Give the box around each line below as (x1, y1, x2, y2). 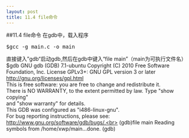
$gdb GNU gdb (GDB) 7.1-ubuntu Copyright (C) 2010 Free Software (6, 62, 170, 69)
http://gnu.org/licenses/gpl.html (6, 74, 84, 81)
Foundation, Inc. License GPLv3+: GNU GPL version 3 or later (6, 68, 156, 75)
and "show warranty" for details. (6, 99, 86, 107)
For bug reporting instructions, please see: (6, 112, 110, 120)
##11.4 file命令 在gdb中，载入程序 (6, 31, 89, 39)
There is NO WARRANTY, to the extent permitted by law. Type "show (6, 87, 174, 94)
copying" (6, 93, 28, 101)
